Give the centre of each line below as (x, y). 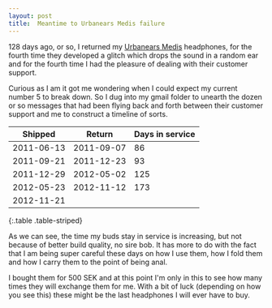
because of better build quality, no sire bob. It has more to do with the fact (133, 245)
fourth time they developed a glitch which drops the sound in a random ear (134, 55)
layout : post (30, 16)
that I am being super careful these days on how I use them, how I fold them (136, 253)
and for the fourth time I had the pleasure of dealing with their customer (128, 64)
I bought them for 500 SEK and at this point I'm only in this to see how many (135, 277)
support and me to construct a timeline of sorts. (88, 113)
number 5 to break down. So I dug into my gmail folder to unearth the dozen (135, 96)
